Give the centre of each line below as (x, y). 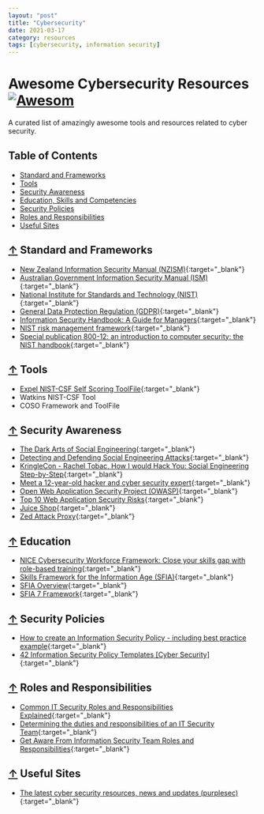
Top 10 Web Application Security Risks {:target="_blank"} (112, 499)
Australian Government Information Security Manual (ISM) (114, 277)
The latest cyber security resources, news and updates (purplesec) (129, 793)
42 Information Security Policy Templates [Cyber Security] (115, 654)
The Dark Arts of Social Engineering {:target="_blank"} (107, 449)
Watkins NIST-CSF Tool (58, 397)
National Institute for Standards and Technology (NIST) (109, 294)
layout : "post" (33, 15)
